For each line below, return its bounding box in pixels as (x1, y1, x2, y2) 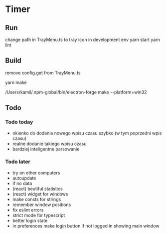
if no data (12, 180, 32, 186)
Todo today (5, 118, 33, 125)
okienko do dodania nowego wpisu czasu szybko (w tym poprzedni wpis (12, 130, 162, 136)
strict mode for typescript (12, 212, 65, 218)
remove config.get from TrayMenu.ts (5, 69, 81, 75)
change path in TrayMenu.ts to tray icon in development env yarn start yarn (5, 36, 161, 42)
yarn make (5, 79, 27, 85)
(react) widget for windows (12, 191, 68, 197)
